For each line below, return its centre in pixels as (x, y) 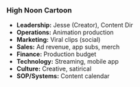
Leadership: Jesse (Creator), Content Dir (74, 25)
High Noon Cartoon (39, 10)
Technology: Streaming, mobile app (68, 62)
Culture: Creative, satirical (54, 69)
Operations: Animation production (65, 32)
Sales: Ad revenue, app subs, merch (68, 47)
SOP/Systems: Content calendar (63, 76)
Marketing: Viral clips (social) (58, 40)
